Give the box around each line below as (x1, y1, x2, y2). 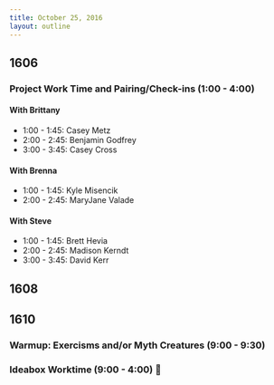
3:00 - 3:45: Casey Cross (22, 144, 118, 155)
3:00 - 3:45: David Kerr (22, 255, 109, 265)
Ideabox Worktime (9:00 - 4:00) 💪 (9, 363, 162, 376)
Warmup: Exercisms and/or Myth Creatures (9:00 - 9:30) (9, 339, 266, 351)
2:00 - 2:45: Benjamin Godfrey (22, 135, 137, 146)
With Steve (9, 215, 52, 226)
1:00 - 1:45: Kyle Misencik (22, 185, 118, 196)
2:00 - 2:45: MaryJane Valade (22, 195, 135, 206)
